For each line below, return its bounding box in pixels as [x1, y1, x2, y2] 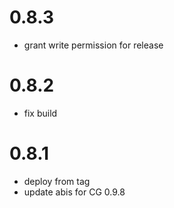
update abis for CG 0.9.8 [23, 186, 126, 198]
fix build [23, 107, 58, 119]
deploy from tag [23, 175, 91, 187]
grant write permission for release [23, 39, 164, 51]
